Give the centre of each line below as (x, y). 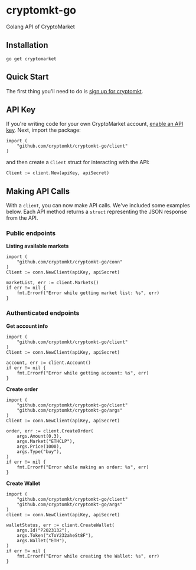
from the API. (22, 218)
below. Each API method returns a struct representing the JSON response (97, 212)
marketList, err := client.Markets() (53, 283)
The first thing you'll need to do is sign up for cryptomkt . (75, 91)
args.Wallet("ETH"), (42, 540)
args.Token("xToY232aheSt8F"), (55, 535)
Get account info (27, 326)
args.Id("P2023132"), (43, 530)
